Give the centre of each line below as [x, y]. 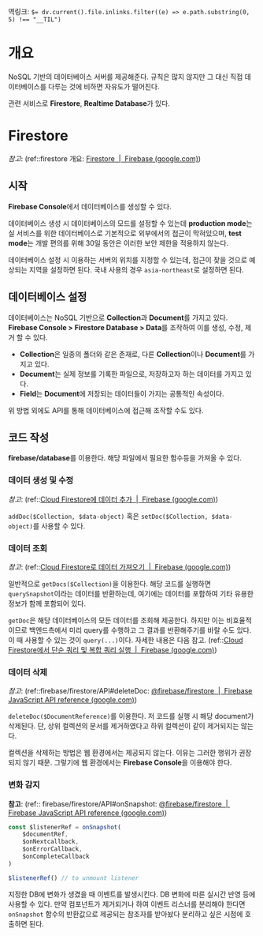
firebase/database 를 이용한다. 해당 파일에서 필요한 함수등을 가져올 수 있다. [125, 458]
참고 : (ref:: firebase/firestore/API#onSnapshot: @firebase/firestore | [118, 803]
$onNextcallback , [51, 842]
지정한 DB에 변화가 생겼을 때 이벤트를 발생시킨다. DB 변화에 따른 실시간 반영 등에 [132, 894]
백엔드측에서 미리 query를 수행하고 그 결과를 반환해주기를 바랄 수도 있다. [140, 630]
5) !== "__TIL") [35, 20]
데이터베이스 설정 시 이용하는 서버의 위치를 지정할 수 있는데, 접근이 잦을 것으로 [128, 260]
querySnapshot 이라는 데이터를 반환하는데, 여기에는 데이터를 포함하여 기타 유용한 [131, 593]
